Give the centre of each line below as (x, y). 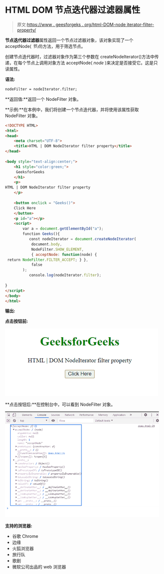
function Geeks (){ (41, 234)
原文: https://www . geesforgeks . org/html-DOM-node (71, 24)
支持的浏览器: (19, 526)
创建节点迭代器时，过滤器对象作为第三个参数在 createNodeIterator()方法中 (80, 56)
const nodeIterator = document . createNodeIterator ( (83, 239)
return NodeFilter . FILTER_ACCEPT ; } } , (48, 260)
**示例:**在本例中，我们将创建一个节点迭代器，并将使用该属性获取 (72, 109)
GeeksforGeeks (30, 172)
